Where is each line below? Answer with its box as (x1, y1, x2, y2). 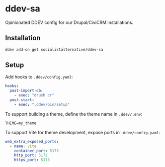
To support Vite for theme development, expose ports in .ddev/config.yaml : (5, 129, 161, 135)
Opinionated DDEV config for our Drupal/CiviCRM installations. (5, 19, 133, 25)
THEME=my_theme (5, 120, 37, 126)
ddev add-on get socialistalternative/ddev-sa (5, 47, 103, 52)
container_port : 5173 (14, 148, 59, 153)
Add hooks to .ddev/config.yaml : (5, 74, 73, 80)
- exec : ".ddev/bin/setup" (14, 102, 70, 107)
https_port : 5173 (14, 158, 50, 163)
